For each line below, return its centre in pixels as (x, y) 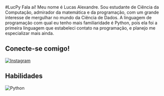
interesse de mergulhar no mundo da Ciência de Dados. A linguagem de (79, 17)
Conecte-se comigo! (38, 49)
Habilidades (24, 76)
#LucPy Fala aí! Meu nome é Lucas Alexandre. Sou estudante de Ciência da (82, 7)
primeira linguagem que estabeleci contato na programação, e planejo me (80, 28)
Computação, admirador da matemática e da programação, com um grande (82, 12)
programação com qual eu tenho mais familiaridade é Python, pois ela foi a (81, 23)
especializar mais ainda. (30, 33)
